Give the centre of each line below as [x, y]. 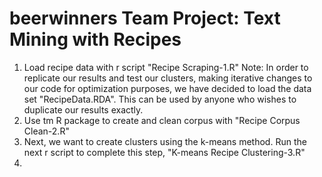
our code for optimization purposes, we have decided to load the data [167, 88]
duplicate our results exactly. [83, 109]
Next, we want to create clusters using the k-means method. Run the [165, 141]
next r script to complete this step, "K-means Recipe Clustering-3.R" [164, 152]
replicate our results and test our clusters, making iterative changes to [168, 78]
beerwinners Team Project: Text [145, 18]
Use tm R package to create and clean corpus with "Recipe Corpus [162, 120]
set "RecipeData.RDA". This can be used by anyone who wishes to [160, 99]
